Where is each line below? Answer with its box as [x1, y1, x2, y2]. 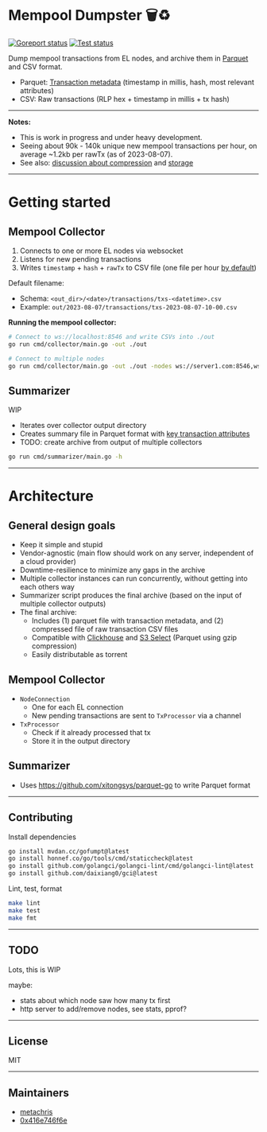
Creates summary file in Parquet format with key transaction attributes [19, 429, 250, 438]
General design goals [8, 519, 116, 532]
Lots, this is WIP [8, 964, 61, 974]
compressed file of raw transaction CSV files [31, 624, 179, 634]
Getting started [8, 193, 111, 212]
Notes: [8, 117, 32, 126]
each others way [19, 582, 75, 592]
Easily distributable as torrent [31, 650, 128, 659]
